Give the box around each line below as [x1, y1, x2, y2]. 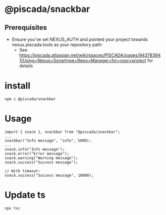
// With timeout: [4, 168, 41, 173]
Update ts [4, 190, 46, 201]
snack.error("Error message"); [4, 151, 69, 156]
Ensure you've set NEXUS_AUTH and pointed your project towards [11, 36, 148, 42]
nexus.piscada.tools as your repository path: [11, 42, 103, 48]
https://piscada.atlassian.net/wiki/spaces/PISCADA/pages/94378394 [19, 52, 161, 58]
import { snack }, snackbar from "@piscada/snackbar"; [4, 129, 120, 135]
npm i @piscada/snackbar [4, 96, 56, 101]
